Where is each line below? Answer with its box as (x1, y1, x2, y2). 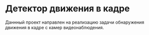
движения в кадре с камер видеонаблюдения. (5, 24, 104, 30)
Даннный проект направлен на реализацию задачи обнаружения (5, 19, 145, 25)
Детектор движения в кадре (5, 3, 130, 14)
